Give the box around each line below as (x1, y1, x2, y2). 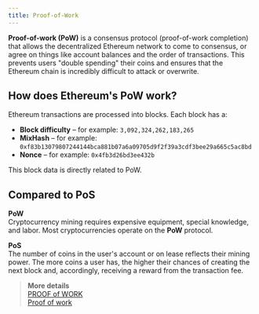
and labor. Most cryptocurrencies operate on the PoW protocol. (8, 225, 213, 235)
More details (27, 281, 70, 290)
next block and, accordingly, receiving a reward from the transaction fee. (8, 266, 244, 276)
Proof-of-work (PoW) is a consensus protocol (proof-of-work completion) (8, 33, 249, 42)
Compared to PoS (8, 188, 96, 201)
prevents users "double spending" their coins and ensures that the (8, 58, 224, 68)
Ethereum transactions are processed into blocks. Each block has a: (8, 110, 228, 119)
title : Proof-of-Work (8, 11, 79, 20)
